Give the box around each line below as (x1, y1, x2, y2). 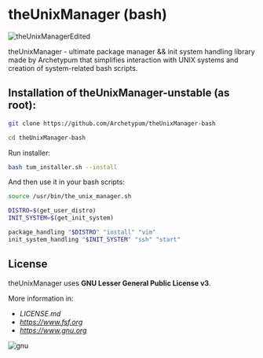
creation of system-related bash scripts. (8, 63, 138, 72)
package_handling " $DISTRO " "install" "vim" (8, 228, 156, 236)
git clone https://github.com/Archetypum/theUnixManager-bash (8, 120, 216, 127)
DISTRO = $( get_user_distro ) (8, 207, 97, 215)
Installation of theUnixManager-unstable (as (8, 87, 230, 100)
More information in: (8, 293, 74, 303)
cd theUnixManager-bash (8, 134, 86, 142)
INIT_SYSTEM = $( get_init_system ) (8, 214, 114, 222)
